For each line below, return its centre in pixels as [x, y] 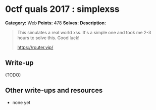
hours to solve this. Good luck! [48, 38]
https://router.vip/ [35, 47]
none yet [21, 102]
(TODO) [13, 75]
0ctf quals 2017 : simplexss [62, 9]
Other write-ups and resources [54, 90]
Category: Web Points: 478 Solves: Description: [56, 23]
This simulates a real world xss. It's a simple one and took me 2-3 [84, 32]
